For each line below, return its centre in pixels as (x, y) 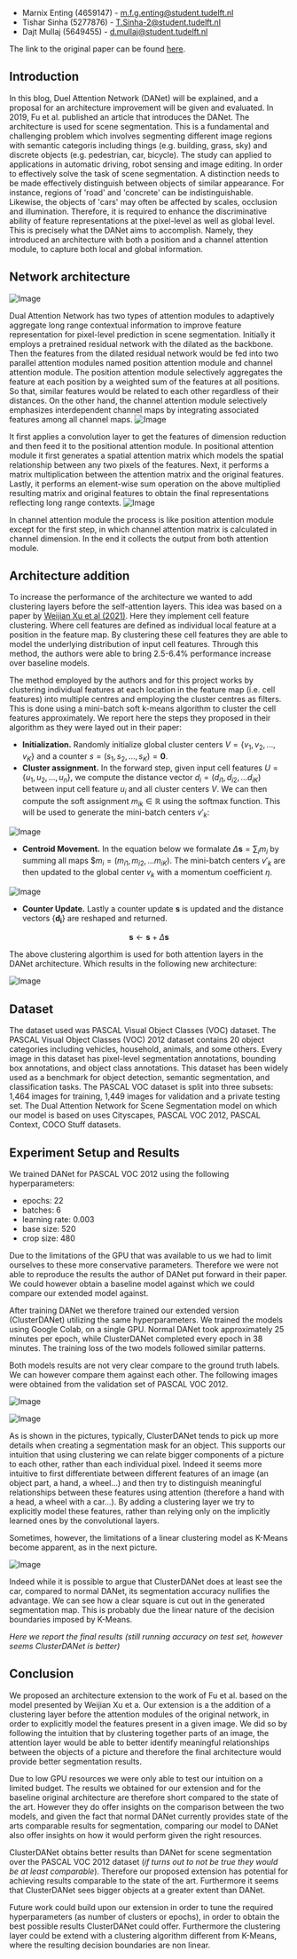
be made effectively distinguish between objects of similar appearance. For (147, 183)
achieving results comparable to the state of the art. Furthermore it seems (144, 1880)
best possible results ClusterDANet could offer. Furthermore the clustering (145, 1926)
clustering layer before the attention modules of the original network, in (139, 1714)
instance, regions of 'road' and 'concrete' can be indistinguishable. (132, 192)
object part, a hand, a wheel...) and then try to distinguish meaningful (135, 1483)
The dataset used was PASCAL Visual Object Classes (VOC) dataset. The (143, 1031)
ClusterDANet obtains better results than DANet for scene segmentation (141, 1852)
